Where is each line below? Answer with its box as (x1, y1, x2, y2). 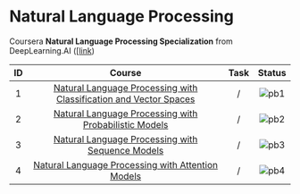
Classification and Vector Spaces (56, 92, 196, 105)
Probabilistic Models (83, 118, 169, 131)
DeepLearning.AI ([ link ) (9, 45, 96, 55)
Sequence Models (87, 144, 164, 156)
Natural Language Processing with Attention (33, 158, 219, 171)
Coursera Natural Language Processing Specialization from (9, 36, 234, 46)
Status (257, 66, 287, 79)
